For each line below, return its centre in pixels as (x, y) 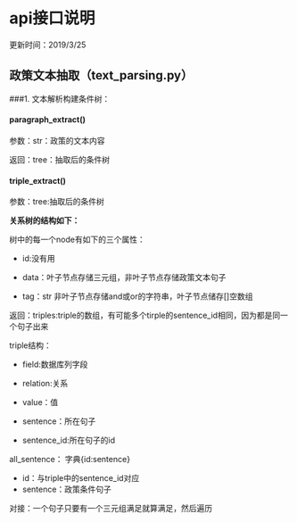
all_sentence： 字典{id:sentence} (70, 460)
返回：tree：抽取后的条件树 (59, 159)
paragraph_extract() (48, 120)
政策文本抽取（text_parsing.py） (101, 75)
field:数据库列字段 (55, 365)
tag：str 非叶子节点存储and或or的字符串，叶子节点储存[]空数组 (137, 296)
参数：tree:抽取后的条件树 (57, 202)
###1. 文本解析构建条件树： (60, 98)
